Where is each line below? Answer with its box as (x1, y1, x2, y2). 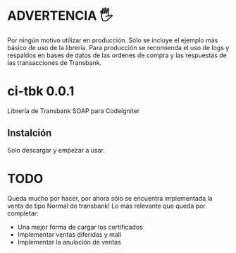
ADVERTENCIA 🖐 (7, 8, 113, 24)
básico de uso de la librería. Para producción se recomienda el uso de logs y (7, 43, 230, 52)
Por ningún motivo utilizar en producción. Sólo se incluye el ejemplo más (7, 35, 218, 45)
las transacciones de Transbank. (7, 58, 102, 66)
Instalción (7, 127, 52, 139)
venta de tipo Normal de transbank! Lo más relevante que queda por (7, 201, 206, 210)
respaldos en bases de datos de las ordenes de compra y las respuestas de (7, 51, 228, 59)
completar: (7, 208, 39, 218)
